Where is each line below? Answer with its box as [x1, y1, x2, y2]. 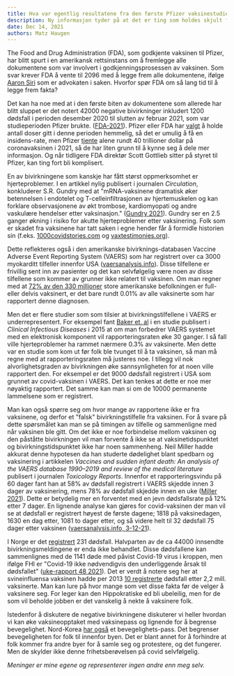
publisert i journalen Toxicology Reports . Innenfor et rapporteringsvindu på [7, 472, 221, 481]
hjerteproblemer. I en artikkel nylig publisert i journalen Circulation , [7, 179, 198, 188]
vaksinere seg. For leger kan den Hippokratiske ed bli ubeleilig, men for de [7, 589, 221, 598]
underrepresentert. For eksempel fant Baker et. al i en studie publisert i [7, 318, 210, 326]
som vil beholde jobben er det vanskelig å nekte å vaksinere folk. [7, 597, 194, 606]
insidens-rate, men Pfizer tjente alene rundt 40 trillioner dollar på [7, 137, 194, 145]
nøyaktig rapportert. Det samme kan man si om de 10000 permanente [7, 384, 208, 393]
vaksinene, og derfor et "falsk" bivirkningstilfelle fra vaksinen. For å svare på [7, 413, 227, 421]
